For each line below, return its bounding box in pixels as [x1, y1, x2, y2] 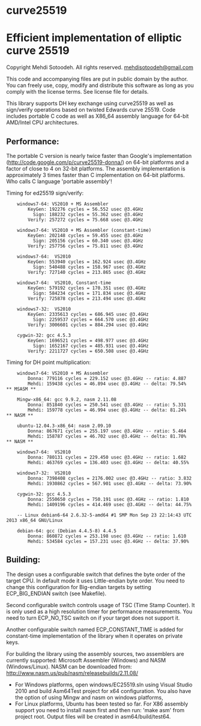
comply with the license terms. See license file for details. [6, 88, 149, 95]
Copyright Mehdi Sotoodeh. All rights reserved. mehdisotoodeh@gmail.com [6, 64, 194, 71]
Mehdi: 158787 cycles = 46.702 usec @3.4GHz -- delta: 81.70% [28, 433, 187, 439]
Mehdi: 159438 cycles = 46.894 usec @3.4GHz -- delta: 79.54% [28, 381, 187, 387]
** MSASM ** [6, 386, 36, 392]
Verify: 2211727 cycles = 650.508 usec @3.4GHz [28, 348, 149, 354]
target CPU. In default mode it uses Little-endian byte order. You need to [6, 577, 185, 584]
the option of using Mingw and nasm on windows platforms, [14, 694, 163, 701]
